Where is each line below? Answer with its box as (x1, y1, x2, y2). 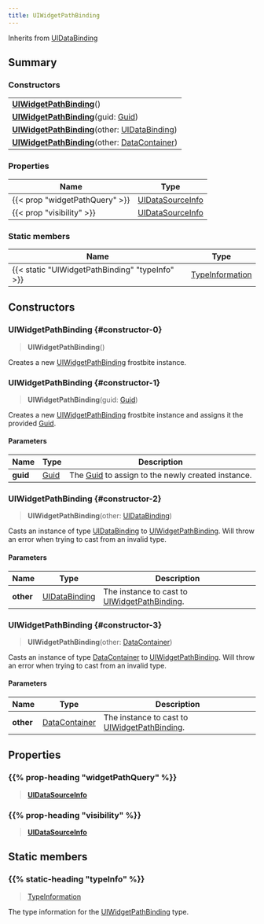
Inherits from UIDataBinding (8, 33, 98, 42)
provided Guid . (8, 418, 57, 428)
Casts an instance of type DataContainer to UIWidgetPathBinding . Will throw (8, 652, 255, 661)
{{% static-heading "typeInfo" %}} (8, 874, 145, 885)
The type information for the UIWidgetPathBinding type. (8, 907, 189, 916)
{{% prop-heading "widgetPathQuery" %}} (8, 772, 178, 783)
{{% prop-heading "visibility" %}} (8, 809, 141, 820)
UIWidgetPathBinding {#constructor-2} (8, 493, 163, 504)
